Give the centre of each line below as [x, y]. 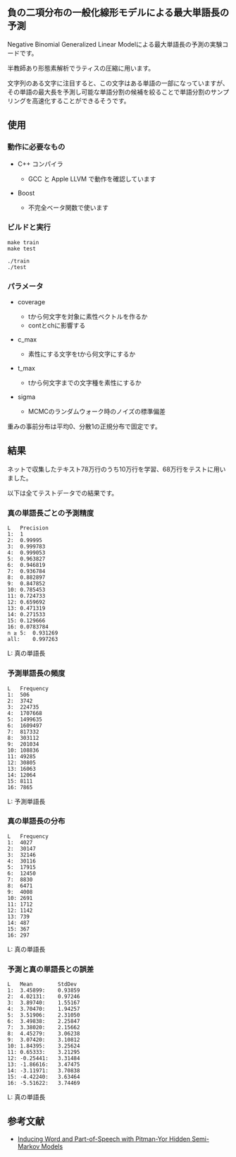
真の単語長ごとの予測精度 [51, 512]
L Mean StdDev [42, 984]
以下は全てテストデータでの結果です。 [63, 493]
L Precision [28, 528]
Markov [29, 1146]
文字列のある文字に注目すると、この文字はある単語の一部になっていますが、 [118, 83]
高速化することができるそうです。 [81, 100]
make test [22, 248]
